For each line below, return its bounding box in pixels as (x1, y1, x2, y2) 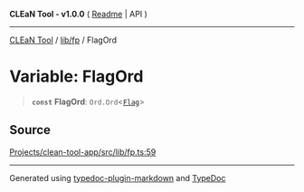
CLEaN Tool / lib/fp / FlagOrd (9, 34, 118, 45)
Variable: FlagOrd (9, 66, 144, 87)
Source (9, 122, 52, 138)
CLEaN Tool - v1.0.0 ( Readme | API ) (9, 9, 147, 19)
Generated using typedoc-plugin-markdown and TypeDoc (9, 172, 226, 183)
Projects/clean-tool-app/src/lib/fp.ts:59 (9, 146, 157, 158)
